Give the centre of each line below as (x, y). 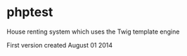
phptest (30, 12)
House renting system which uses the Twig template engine (93, 31)
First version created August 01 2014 (60, 45)
